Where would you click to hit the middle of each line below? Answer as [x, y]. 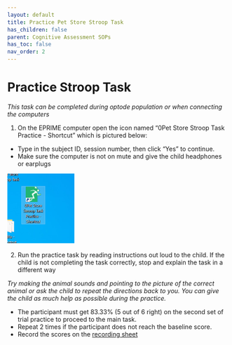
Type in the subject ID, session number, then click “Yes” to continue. [116, 149]
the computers [28, 114]
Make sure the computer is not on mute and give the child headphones [120, 156]
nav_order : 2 [26, 52]
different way [36, 269]
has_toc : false [29, 45]
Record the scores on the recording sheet [77, 334]
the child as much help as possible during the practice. [87, 298]
